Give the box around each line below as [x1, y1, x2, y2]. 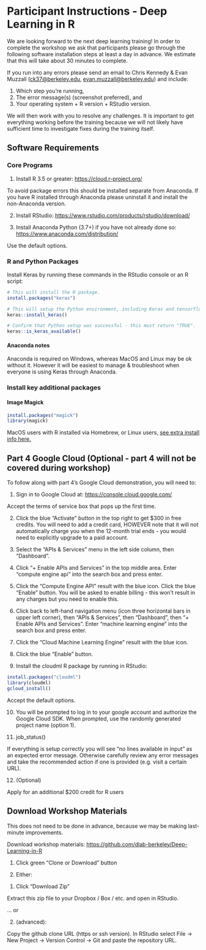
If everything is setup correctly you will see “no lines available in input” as [7, 745, 193, 753]
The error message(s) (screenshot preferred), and [15, 94, 142, 101]
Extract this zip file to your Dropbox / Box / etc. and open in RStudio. [7, 894, 179, 902]
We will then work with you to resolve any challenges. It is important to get [7, 112, 194, 119]
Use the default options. [7, 241, 68, 249]
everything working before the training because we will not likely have [7, 118, 183, 126]
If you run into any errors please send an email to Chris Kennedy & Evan [7, 68, 188, 76]
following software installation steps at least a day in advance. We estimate [7, 50, 196, 57]
